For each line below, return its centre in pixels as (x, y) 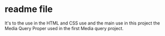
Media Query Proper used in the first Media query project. (64, 28)
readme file (29, 9)
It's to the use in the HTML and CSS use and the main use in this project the (82, 23)
